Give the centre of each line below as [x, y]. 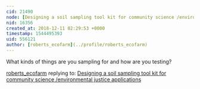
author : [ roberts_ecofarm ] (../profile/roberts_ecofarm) [77, 45]
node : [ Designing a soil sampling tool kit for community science [90, 17]
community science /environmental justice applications [74, 79]
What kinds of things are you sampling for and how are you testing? [89, 61]
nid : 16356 [20, 23]
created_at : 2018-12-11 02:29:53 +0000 [56, 28]
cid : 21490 [20, 12]
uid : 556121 [21, 39]
